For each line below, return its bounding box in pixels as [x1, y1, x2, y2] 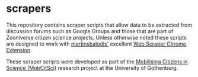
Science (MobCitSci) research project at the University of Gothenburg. [6, 64, 178, 71]
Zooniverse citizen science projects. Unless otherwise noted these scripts [6, 34, 187, 41]
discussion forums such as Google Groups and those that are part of [6, 27, 174, 34]
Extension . [6, 46, 32, 53]
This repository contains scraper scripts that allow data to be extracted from [6, 21, 193, 28]
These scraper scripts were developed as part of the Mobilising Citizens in [6, 58, 188, 65]
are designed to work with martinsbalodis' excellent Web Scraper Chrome [6, 40, 187, 47]
